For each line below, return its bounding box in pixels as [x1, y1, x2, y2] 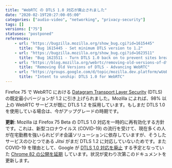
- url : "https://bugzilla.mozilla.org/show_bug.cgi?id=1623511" [14, 50, 155, 55]
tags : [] [5, 22, 24, 27]
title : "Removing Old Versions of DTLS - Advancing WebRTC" [18, 65, 150, 70]
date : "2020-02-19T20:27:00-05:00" [5, 12, 81, 17]
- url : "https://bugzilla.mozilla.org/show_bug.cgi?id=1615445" [14, 41, 155, 46]
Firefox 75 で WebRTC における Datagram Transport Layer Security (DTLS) [5, 89, 163, 95]
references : [5, 36, 31, 41]
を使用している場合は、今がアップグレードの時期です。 [5, 108, 122, 114]
